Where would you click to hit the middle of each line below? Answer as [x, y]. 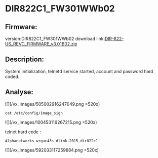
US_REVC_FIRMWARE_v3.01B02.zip [41, 44]
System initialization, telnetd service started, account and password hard [79, 71]
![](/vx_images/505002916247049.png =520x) [53, 104]
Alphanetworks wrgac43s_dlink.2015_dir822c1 [52, 141]
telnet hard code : [23, 132]
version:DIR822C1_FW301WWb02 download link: [55, 39]
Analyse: [19, 92]
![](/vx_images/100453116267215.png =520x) [51, 122]
